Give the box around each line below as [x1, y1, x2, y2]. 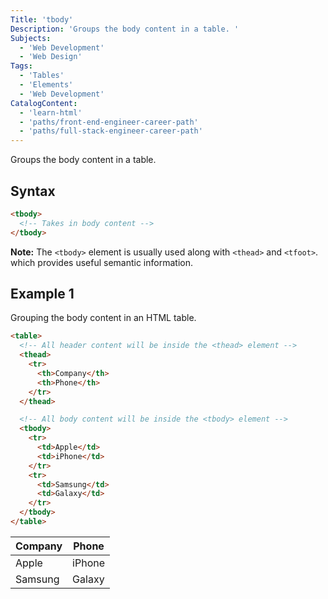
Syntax [10, 182, 56, 200]
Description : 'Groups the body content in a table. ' [10, 24, 240, 34]
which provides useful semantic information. [10, 256, 193, 268]
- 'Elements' [19, 80, 74, 90]
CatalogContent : [10, 98, 78, 108]
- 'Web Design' [19, 52, 83, 62]
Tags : [10, 61, 33, 71]
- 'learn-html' [19, 107, 83, 118]
